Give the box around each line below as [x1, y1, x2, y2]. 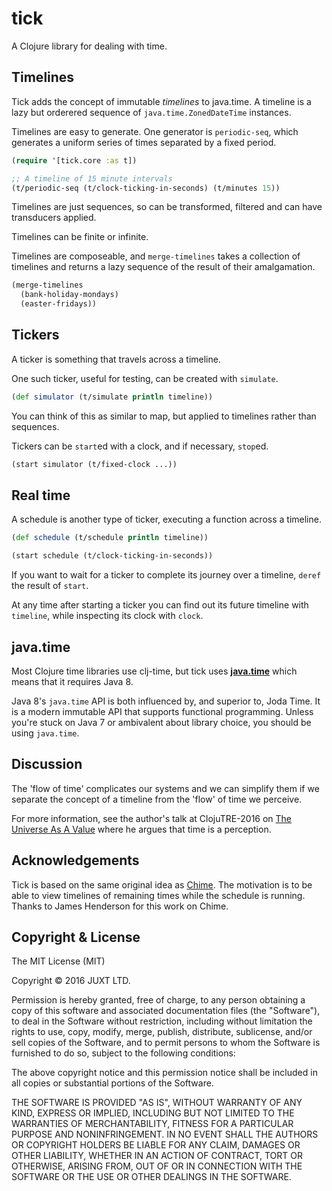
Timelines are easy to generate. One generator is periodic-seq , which [11, 125, 299, 137]
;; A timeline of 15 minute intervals [11, 173, 173, 184]
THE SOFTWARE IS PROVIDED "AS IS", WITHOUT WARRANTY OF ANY [11, 1097, 303, 1109]
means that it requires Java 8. [11, 675, 134, 687]
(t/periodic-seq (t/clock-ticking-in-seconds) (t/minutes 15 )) [11, 183, 281, 193]
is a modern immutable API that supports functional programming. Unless [11, 705, 314, 717]
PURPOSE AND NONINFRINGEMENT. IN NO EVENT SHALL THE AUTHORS [11, 1128, 319, 1141]
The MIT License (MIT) [11, 955, 106, 967]
